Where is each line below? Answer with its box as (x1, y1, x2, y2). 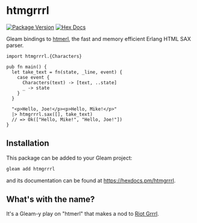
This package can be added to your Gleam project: (6, 154, 133, 162)
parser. (6, 42, 24, 49)
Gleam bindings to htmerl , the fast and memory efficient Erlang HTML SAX (6, 35, 192, 42)
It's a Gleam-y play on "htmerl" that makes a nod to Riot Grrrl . (6, 210, 160, 218)
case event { (17, 74, 50, 80)
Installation (6, 138, 49, 148)
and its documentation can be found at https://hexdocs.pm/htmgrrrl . (6, 177, 176, 184)
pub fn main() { (6, 64, 47, 70)
